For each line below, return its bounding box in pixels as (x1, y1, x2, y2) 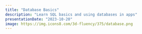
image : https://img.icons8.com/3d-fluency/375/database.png (5, 21, 133, 26)
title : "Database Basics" (5, 7, 59, 12)
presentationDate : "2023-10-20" (5, 16, 72, 21)
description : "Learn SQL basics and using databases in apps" (5, 12, 137, 17)
